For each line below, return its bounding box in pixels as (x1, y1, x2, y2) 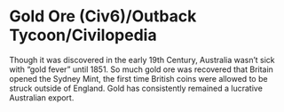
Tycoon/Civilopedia (9, 25, 157, 45)
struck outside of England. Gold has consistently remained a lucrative (9, 83, 264, 93)
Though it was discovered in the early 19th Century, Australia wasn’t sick (9, 54, 275, 65)
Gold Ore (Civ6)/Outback (9, 6, 197, 27)
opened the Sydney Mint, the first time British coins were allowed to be (9, 73, 268, 84)
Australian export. (9, 92, 75, 103)
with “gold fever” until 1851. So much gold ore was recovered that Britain (9, 64, 273, 75)
